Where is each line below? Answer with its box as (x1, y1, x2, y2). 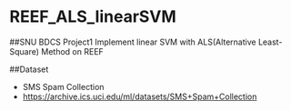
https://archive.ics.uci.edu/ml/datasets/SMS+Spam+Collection (22, 91, 257, 102)
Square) (9, 45, 39, 56)
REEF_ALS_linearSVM (9, 6, 177, 27)
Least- (257, 36, 283, 47)
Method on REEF (40, 45, 105, 56)
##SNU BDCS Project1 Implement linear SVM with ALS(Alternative (9, 36, 256, 47)
